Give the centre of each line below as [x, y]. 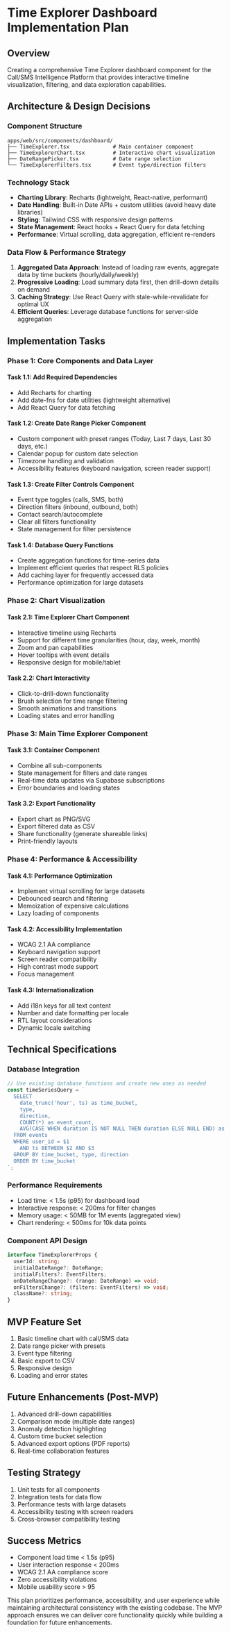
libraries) [30, 212]
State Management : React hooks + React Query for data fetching [111, 226]
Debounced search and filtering [63, 899]
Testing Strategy [44, 1473]
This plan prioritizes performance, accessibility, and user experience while [113, 1600]
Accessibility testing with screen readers [75, 1511]
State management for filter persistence [74, 529]
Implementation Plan [68, 27]
